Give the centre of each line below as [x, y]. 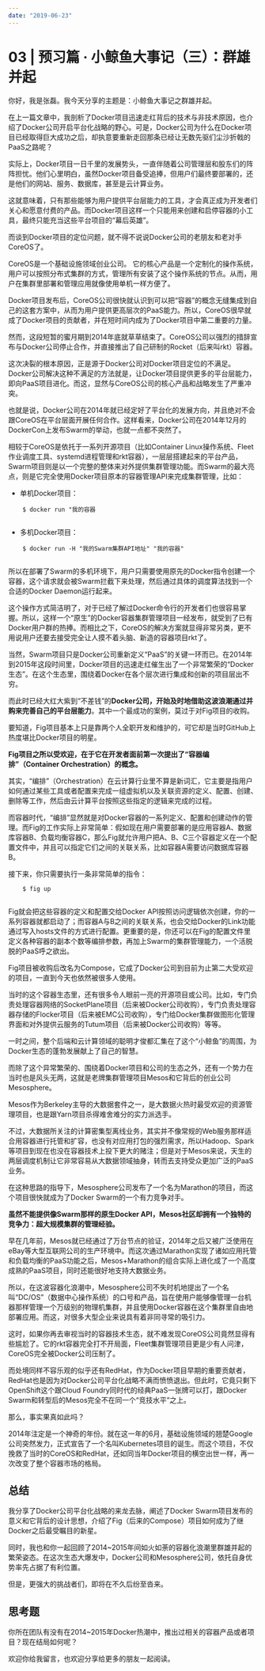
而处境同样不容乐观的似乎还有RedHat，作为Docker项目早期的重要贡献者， [129, 1370]
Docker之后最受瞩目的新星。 [55, 1531]
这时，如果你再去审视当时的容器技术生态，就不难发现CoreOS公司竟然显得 [129, 1333]
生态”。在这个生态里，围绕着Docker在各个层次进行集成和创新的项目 [119, 674]
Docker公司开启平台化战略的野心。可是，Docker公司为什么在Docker [133, 127]
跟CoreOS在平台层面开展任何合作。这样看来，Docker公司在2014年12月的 [127, 419]
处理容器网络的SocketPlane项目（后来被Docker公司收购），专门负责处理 [132, 1004]
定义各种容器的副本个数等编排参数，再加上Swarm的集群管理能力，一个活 [127, 941]
